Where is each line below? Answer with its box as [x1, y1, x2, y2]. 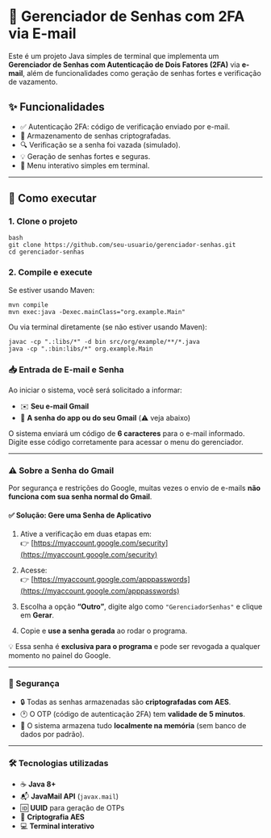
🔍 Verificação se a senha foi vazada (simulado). [19, 140, 181, 149]
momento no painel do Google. [8, 650, 111, 660]
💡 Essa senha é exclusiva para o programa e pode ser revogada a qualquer [8, 641, 261, 651]
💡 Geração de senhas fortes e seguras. [19, 151, 151, 161]
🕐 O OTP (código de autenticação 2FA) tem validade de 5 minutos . [19, 709, 246, 719]
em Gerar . [19, 610, 55, 620]
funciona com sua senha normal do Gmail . [8, 492, 152, 501]
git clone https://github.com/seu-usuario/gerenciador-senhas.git [8, 241, 236, 249]
